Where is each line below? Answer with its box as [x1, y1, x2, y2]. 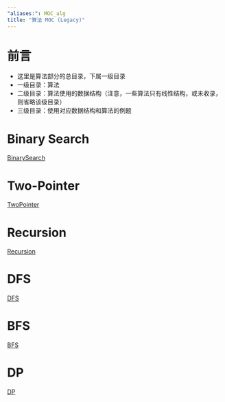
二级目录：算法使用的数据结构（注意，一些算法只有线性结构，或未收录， [16, 89, 222, 98]
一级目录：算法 [16, 80, 60, 89]
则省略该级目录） [16, 98, 66, 107]
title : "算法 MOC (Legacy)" [7, 16, 86, 23]
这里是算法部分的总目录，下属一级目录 [16, 72, 126, 80]
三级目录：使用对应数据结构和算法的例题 [16, 107, 132, 115]
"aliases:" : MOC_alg [7, 10, 67, 17]
